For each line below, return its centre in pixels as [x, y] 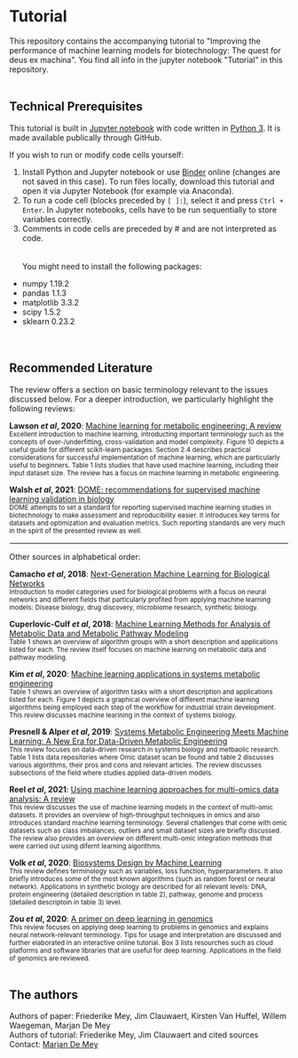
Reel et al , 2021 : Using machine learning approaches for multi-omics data [144, 789]
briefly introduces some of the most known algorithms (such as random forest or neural [142, 879]
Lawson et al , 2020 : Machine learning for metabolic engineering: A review [145, 426]
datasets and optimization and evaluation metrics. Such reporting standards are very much [147, 523]
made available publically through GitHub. [86, 137]
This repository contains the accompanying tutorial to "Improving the [135, 41]
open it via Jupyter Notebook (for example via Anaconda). [128, 191]
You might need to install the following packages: [112, 266]
